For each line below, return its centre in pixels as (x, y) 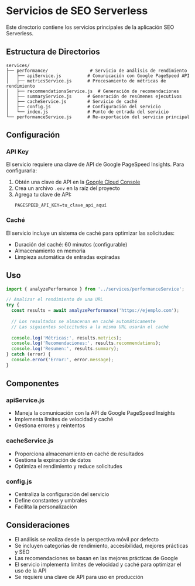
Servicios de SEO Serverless (77, 11)
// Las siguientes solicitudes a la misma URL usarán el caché (90, 327)
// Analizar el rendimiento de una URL (55, 299)
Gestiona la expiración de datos (53, 460)
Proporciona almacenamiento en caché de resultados (79, 454)
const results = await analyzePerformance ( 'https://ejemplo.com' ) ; (95, 311)
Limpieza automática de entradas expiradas (67, 257)
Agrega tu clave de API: (43, 195)
